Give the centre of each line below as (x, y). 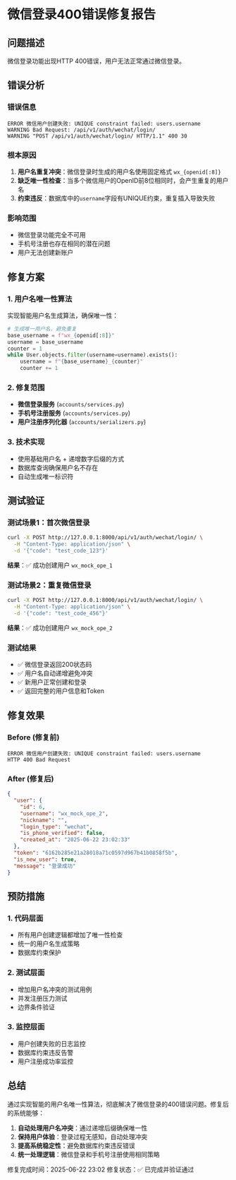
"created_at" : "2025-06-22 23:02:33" (75, 840)
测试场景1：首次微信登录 (49, 523)
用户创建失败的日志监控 (51, 1043)
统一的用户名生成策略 (48, 944)
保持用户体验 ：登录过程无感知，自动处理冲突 (82, 1136)
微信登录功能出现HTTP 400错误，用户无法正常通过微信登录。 (97, 61)
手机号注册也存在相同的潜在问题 (64, 243)
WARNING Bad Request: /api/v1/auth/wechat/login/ (82, 130)
